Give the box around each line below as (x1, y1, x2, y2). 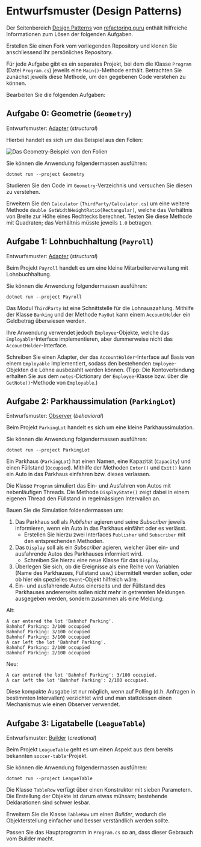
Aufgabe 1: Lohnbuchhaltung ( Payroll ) (6, 237, 153, 247)
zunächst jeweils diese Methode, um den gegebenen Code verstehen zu (6, 73, 186, 80)
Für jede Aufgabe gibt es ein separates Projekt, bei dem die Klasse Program (6, 60, 191, 67)
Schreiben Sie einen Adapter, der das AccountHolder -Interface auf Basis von (6, 353, 195, 361)
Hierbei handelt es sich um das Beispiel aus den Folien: (6, 136, 143, 143)
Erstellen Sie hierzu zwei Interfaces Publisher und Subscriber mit (23, 531, 186, 538)
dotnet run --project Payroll (6, 294, 82, 300)
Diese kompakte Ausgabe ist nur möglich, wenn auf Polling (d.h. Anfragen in (6, 688, 196, 695)
